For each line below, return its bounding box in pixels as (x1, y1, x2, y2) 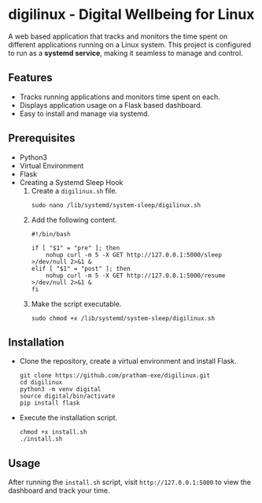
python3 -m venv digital (19, 386, 101, 394)
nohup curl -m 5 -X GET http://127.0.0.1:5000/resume (46, 272, 226, 279)
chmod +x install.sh (19, 428, 87, 436)
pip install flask (19, 399, 80, 407)
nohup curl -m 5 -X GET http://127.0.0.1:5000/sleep (46, 250, 223, 259)
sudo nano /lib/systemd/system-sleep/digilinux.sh (31, 201, 201, 209)
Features (8, 71, 53, 84)
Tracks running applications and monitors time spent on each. (19, 92, 220, 102)
